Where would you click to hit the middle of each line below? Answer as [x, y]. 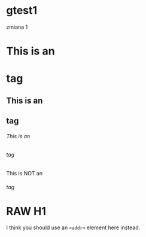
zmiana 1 [17, 27]
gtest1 [22, 10]
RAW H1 [26, 211]
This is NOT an [25, 173]
